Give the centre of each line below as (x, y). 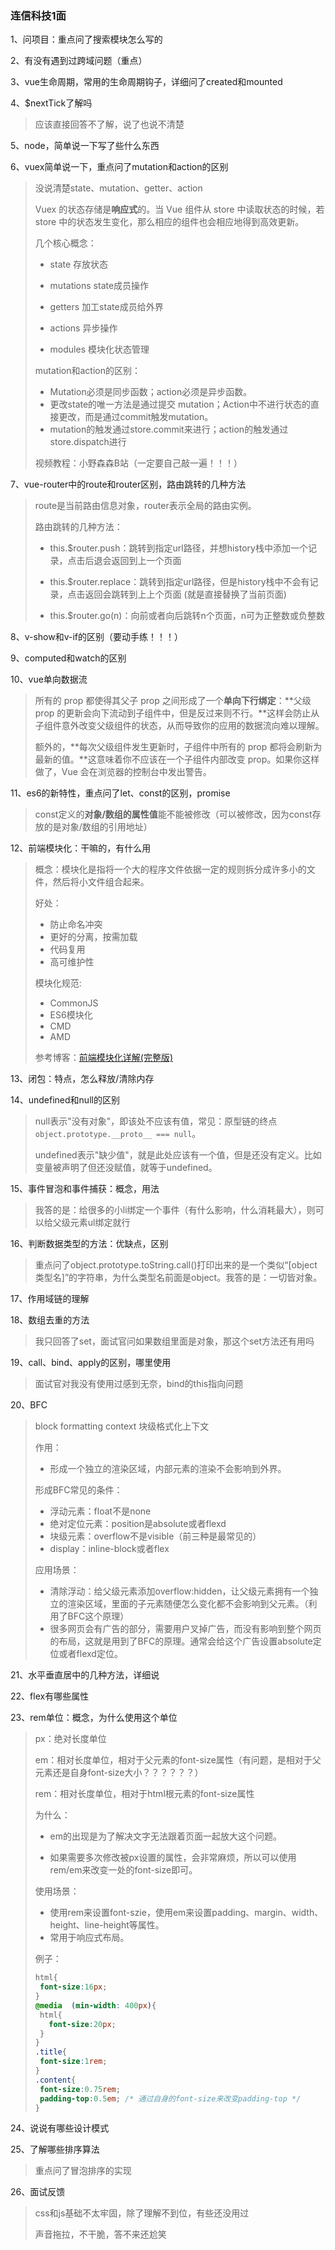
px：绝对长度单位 (70, 1739)
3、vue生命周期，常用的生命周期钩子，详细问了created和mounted (146, 82)
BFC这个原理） (98, 1616)
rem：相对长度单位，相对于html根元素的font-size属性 (144, 1794)
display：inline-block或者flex (109, 1549)
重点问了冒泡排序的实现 (83, 2171)
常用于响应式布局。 (89, 1938)
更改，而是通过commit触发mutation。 (136, 417)
